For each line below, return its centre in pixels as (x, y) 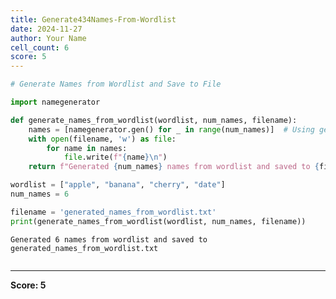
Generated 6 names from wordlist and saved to (109, 239)
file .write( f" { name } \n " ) (115, 157)
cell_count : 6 (40, 47)
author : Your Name (48, 38)
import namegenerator (55, 102)
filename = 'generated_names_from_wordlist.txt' (113, 212)
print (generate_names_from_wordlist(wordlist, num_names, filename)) (158, 221)
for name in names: (87, 148)
